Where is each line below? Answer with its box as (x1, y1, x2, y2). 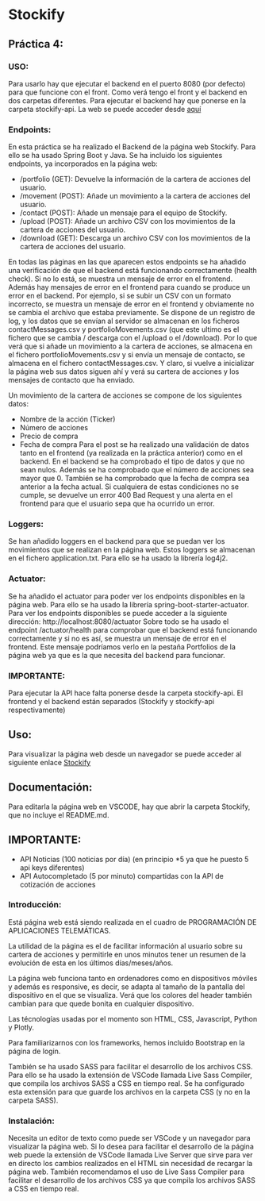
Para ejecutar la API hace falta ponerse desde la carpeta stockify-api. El (8, 688, 244, 698)
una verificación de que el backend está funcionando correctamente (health (8, 266, 258, 275)
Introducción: (8, 899, 62, 910)
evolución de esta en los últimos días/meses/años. (8, 958, 174, 968)
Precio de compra (19, 431, 79, 441)
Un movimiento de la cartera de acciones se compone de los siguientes (8, 391, 242, 400)
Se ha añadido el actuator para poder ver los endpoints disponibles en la (8, 591, 246, 601)
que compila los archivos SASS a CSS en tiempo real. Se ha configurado (8, 1078, 244, 1088)
